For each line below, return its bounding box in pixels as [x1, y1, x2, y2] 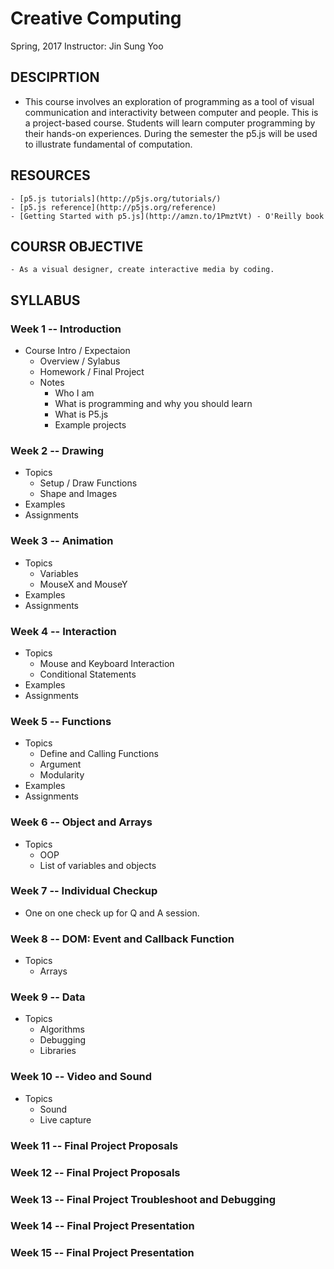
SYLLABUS [10, 292, 81, 309]
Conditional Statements [39, 668, 137, 680]
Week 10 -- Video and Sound [10, 1070, 153, 1084]
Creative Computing [10, 7, 182, 30]
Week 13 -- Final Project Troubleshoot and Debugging [10, 1192, 277, 1206]
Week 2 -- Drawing [10, 443, 104, 457]
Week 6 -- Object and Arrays [10, 815, 153, 829]
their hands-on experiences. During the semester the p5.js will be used [24, 127, 318, 139]
